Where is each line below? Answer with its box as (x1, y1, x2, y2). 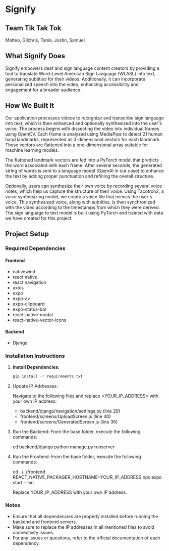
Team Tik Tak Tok (5, 24, 62, 32)
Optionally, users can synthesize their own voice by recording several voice (5, 183, 162, 189)
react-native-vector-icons (12, 317, 67, 323)
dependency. (12, 540, 40, 546)
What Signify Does (5, 52, 66, 60)
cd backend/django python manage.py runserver (12, 444, 115, 450)
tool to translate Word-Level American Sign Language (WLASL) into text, (5, 70, 156, 76)
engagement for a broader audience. (5, 87, 82, 93)
